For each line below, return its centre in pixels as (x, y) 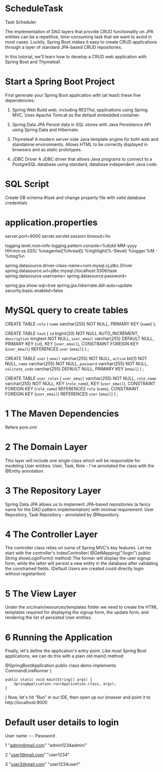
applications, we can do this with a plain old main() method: (65, 656)
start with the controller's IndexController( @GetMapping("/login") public (78, 553)
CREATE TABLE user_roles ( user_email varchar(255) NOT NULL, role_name (81, 378)
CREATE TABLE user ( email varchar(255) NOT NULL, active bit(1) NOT (76, 358)
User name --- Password (30, 736)
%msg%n (15, 256)
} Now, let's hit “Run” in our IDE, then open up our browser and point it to (78, 697)
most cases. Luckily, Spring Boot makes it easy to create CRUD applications (81, 42)
